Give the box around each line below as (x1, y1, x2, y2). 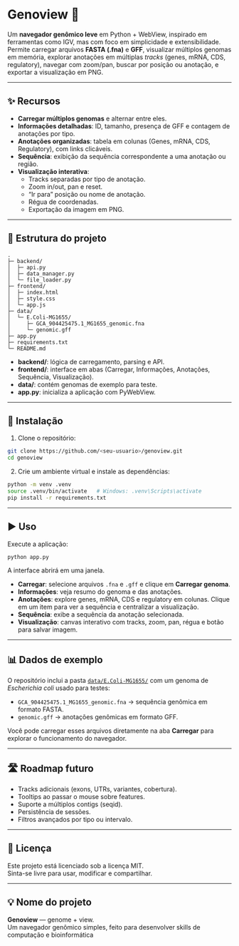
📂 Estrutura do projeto (7, 232, 107, 245)
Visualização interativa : (17, 167, 90, 175)
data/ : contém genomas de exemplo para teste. (17, 380, 158, 389)
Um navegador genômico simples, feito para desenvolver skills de (7, 922, 201, 931)
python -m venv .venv (7, 481, 72, 488)
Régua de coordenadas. (28, 197, 99, 206)
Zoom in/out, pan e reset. (28, 182, 103, 191)
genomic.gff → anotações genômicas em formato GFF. (17, 713, 179, 721)
